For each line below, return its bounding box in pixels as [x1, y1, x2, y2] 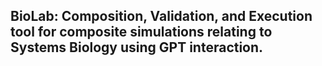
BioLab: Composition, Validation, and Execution [10, 8, 313, 25]
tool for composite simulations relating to [10, 24, 273, 41]
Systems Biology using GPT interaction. [10, 39, 264, 56]
